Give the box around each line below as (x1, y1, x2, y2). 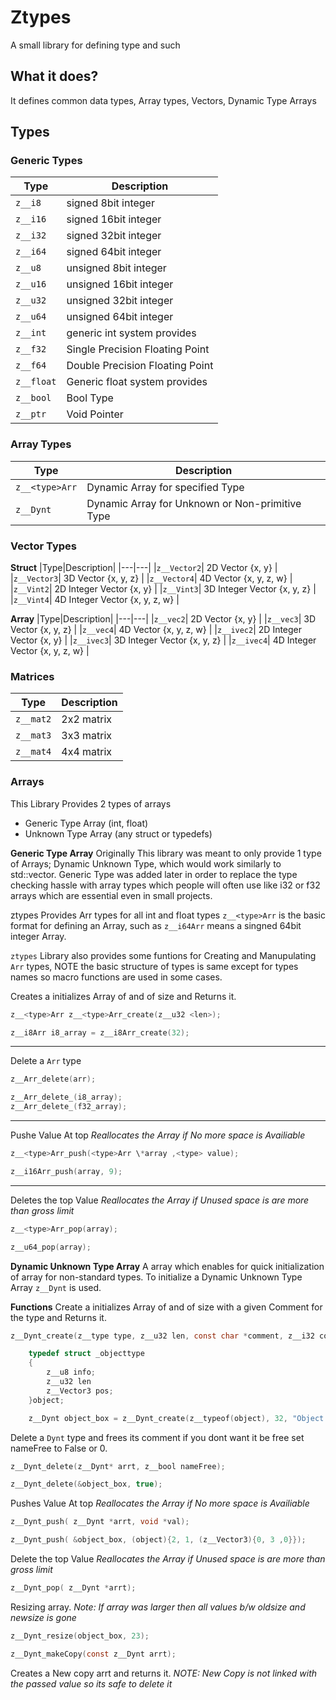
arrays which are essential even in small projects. (10, 889, 213, 901)
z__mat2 (15, 714, 52, 725)
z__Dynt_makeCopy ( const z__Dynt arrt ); (10, 1649, 177, 1659)
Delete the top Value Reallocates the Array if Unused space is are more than (10, 1553, 326, 1565)
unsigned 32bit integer (66, 294, 174, 308)
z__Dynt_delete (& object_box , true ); (10, 1479, 163, 1490)
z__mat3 (15, 730, 52, 741)
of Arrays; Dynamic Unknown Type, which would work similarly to (10, 857, 282, 870)
